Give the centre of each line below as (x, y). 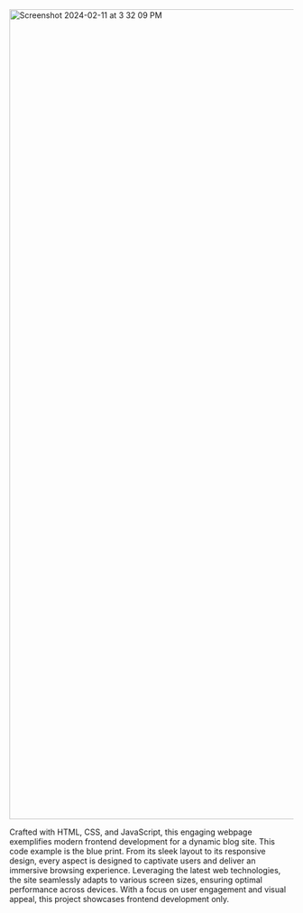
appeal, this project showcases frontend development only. (119, 899)
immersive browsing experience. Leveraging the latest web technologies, (145, 870)
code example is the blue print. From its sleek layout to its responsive (138, 851)
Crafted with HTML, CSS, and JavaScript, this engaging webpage (131, 832)
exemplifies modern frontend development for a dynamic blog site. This (142, 841)
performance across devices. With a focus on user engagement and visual (148, 890)
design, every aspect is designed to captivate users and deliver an (133, 861)
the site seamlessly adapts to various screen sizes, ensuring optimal (136, 880)
